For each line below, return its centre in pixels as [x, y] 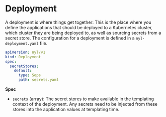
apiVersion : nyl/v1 [25, 52]
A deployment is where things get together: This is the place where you [78, 22]
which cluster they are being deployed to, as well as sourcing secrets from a [83, 33]
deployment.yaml [22, 43]
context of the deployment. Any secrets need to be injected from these [85, 104]
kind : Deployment [23, 57]
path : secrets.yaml [38, 80]
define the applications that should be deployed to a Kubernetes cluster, [79, 27]
